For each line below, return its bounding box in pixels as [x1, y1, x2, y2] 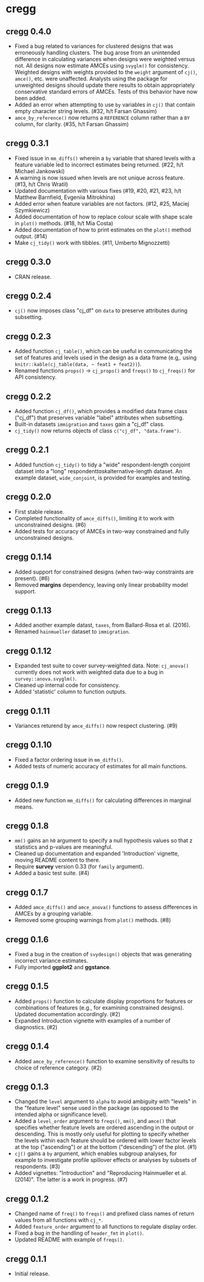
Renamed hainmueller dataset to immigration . [14, 628, 131, 635]
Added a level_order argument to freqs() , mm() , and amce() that [14, 1117, 177, 1125]
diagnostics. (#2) [14, 1023, 58, 1030]
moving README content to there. [14, 857, 101, 864]
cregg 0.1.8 [5, 820, 49, 831]
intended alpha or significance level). [14, 1111, 108, 1119]
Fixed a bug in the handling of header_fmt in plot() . [14, 1229, 144, 1237]
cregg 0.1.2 [5, 1193, 49, 1204]
